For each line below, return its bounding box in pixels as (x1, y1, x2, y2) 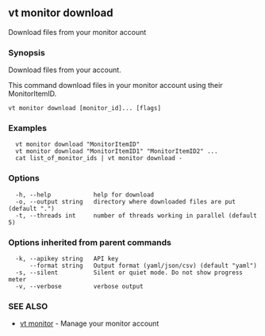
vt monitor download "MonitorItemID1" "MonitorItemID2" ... (15, 147, 218, 155)
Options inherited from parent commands (8, 237, 172, 248)
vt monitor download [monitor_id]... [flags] (8, 105, 161, 113)
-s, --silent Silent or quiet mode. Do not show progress (15, 269, 244, 277)
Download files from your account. (8, 65, 121, 74)
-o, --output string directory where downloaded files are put (15, 197, 236, 205)
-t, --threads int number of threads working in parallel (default (15, 212, 258, 220)
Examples (8, 123, 48, 134)
